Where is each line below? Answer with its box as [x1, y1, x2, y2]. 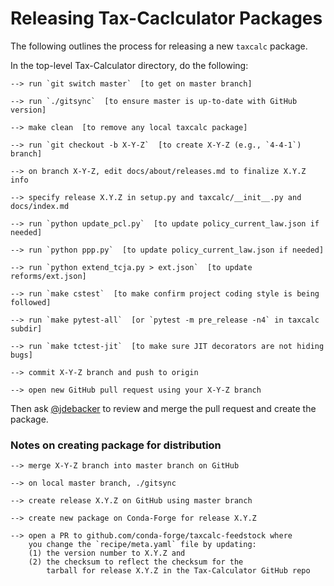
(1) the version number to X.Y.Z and [28, 548, 186, 559]
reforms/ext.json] [10, 271, 87, 281]
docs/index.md [10, 201, 70, 211]
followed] [10, 297, 52, 307]
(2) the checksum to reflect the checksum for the [28, 557, 244, 567]
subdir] [10, 323, 43, 334]
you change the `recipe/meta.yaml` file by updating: [28, 540, 257, 550]
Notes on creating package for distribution [10, 438, 222, 452]
